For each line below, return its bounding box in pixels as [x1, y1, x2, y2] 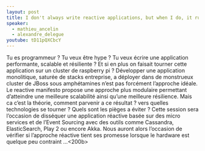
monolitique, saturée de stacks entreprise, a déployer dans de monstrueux [6, 74, 193, 80]
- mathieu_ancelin [12, 26, 59, 32]
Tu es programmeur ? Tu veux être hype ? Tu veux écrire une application [6, 54, 189, 61]
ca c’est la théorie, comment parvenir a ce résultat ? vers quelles [6, 99, 169, 107]
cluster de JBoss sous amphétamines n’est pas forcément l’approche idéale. [6, 80, 198, 87]
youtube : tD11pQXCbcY [6, 37, 62, 43]
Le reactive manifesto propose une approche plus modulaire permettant [6, 86, 187, 93]
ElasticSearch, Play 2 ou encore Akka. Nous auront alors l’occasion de [6, 125, 182, 132]
